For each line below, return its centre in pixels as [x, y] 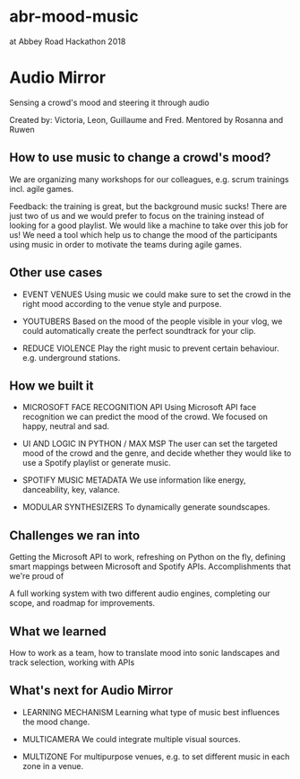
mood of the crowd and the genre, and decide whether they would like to [157, 453]
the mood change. [56, 722]
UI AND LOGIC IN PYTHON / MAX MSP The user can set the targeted [150, 444]
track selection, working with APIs [72, 662]
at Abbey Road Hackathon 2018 [68, 41]
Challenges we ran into [75, 535]
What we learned [58, 631]
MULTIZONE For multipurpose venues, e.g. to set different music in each [156, 757]
